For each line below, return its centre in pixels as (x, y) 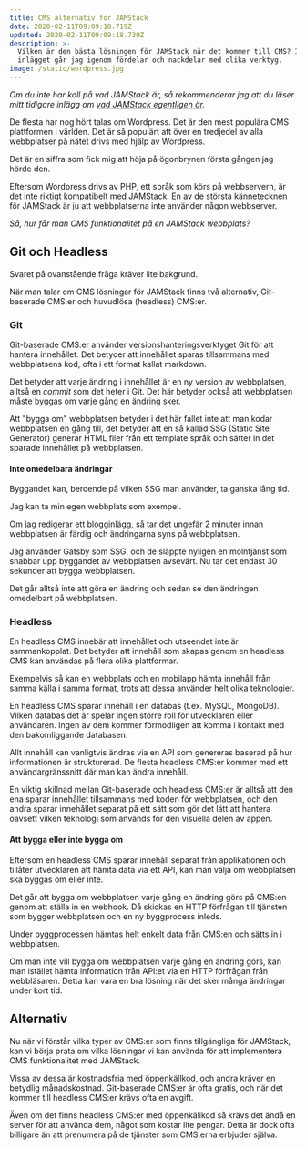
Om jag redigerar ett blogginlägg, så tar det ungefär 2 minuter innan (137, 524)
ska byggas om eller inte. (56, 879)
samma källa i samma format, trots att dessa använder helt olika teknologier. (152, 688)
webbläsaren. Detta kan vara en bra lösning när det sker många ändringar (148, 980)
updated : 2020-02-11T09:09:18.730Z (77, 35)
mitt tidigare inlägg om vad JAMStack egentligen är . (107, 104)
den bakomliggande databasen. (69, 735)
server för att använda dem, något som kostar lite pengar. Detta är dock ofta (152, 1124)
